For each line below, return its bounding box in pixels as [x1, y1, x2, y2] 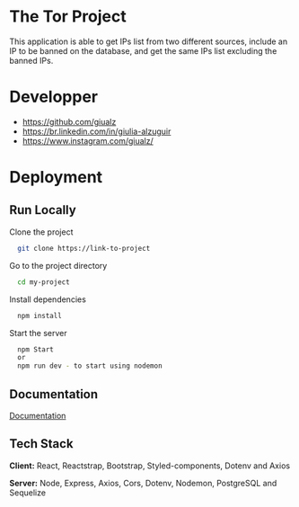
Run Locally [9, 202, 76, 218]
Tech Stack [9, 436, 74, 451]
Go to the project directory [9, 260, 108, 271]
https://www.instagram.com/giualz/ [22, 135, 154, 146]
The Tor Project [9, 6, 128, 27]
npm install [17, 311, 63, 320]
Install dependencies [9, 294, 87, 305]
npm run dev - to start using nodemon [17, 361, 163, 370]
